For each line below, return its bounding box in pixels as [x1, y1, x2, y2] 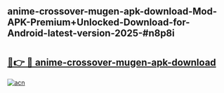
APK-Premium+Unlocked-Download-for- [7, 17, 190, 29]
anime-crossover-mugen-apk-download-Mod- [7, 6, 218, 17]
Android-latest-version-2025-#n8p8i [7, 27, 175, 39]
